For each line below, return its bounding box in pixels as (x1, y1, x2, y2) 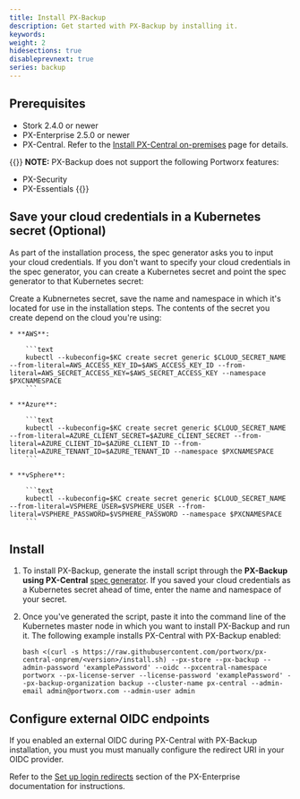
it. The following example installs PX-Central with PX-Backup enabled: (21, 631, 281, 641)
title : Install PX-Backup (9, 13, 106, 22)
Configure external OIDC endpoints (9, 711, 210, 726)
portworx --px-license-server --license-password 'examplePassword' (21, 671, 284, 681)
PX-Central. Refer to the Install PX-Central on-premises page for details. (21, 139, 289, 150)
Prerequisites (9, 96, 86, 112)
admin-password (21, 664, 80, 673)
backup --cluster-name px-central (118, 679, 248, 688)
